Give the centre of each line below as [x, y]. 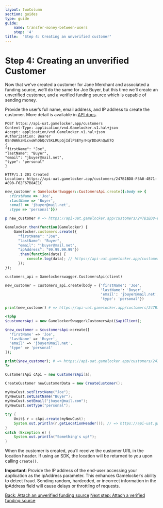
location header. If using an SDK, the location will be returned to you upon [79, 456]
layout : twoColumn [24, 9]
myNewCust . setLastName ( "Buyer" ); [39, 397]
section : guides [21, 14]
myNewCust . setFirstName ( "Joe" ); [38, 392]
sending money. [21, 100]
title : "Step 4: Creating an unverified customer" [58, 37]
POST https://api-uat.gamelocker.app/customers [54, 123]
